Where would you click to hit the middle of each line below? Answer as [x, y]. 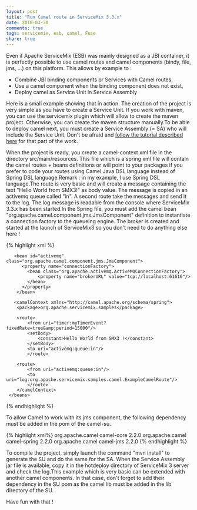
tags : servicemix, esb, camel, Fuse [51, 34]
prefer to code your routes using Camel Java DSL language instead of [91, 171]
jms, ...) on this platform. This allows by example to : [69, 68]
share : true [21, 39]
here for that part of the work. [42, 141]
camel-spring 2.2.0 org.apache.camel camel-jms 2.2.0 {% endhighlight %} [96, 441]
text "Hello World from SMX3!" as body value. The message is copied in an [97, 190]
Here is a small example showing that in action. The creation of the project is [99, 103]
